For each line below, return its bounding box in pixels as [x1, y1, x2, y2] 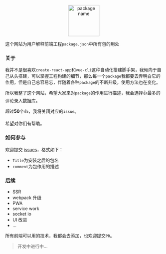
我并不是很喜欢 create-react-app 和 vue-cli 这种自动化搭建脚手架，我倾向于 [5, 67, 157, 73]
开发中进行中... [17, 243, 48, 249]
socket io [12, 211, 31, 217]
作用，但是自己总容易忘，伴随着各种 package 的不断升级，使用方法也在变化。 [5, 79, 161, 85]
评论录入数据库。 [5, 98, 40, 104]
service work [12, 205, 39, 212]
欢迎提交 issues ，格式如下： [5, 146, 63, 152]
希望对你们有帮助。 [5, 120, 45, 127]
